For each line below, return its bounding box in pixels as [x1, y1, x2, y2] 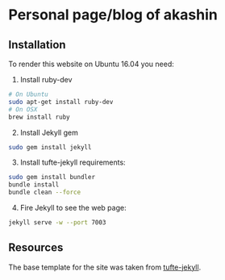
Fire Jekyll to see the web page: [19, 203, 127, 212]
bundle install [8, 181, 60, 189]
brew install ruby [8, 113, 70, 121]
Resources [8, 240, 64, 255]
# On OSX [8, 105, 38, 114]
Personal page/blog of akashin [8, 6, 218, 24]
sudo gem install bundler [8, 173, 95, 182]
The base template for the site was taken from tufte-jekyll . [8, 262, 202, 272]
